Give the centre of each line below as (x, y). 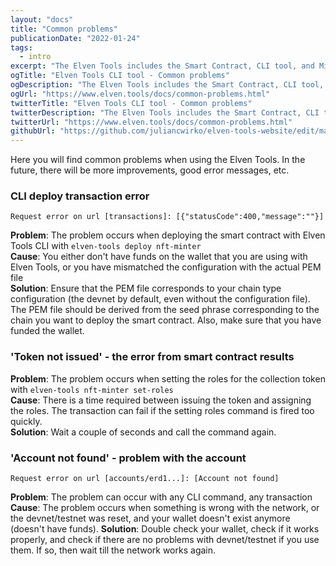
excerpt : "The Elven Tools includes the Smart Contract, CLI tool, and (162, 66)
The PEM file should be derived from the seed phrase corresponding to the (165, 310)
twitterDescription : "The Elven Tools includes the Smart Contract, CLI (165, 112)
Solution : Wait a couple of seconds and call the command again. (143, 432)
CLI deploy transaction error (80, 196)
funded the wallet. (47, 331)
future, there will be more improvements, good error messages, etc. (150, 170)
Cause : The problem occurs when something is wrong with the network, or (165, 508)
